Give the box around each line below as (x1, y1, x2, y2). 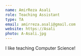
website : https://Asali (5, 26, 56, 32)
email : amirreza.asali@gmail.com (5, 21, 76, 27)
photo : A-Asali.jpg (5, 31, 47, 36)
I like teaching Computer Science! (5, 45, 76, 51)
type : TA (5, 17, 24, 22)
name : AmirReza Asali (5, 7, 51, 13)
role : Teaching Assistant (5, 12, 60, 17)
